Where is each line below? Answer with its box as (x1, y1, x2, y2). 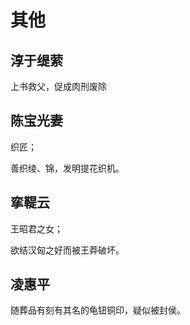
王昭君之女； (10, 222, 63, 235)
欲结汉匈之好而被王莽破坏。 (10, 244, 125, 256)
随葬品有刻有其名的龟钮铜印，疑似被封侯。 (10, 304, 186, 316)
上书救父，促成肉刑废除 (10, 81, 107, 92)
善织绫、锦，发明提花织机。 (10, 162, 125, 174)
